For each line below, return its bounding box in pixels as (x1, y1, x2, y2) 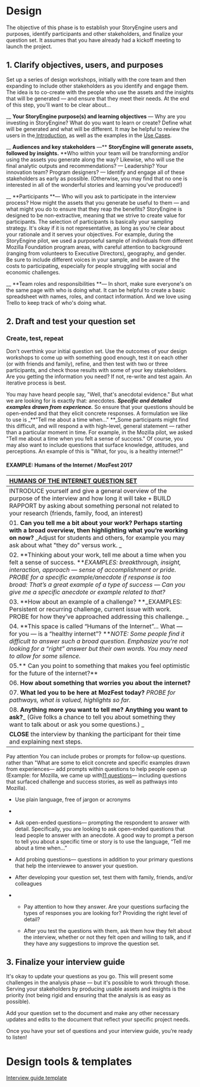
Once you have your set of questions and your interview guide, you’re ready (6, 1027, 193, 1035)
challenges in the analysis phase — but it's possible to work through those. (6, 979, 190, 986)
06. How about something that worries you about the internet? (9, 679, 191, 687)
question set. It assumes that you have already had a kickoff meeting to (6, 36, 182, 43)
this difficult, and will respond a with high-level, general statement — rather (6, 423, 191, 430)
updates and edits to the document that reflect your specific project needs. (6, 1016, 190, 1023)
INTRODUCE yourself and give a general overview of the (9, 486, 167, 495)
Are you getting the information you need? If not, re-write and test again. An (6, 373, 192, 380)
